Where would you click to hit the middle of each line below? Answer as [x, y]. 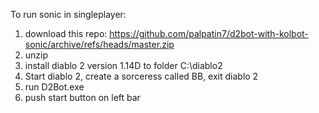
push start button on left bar [82, 97]
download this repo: [66, 33]
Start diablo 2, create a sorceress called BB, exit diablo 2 [141, 76]
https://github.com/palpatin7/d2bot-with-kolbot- [209, 33]
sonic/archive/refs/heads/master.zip [99, 44]
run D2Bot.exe [54, 87]
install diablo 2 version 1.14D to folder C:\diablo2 [123, 65]
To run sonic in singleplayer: [68, 14]
